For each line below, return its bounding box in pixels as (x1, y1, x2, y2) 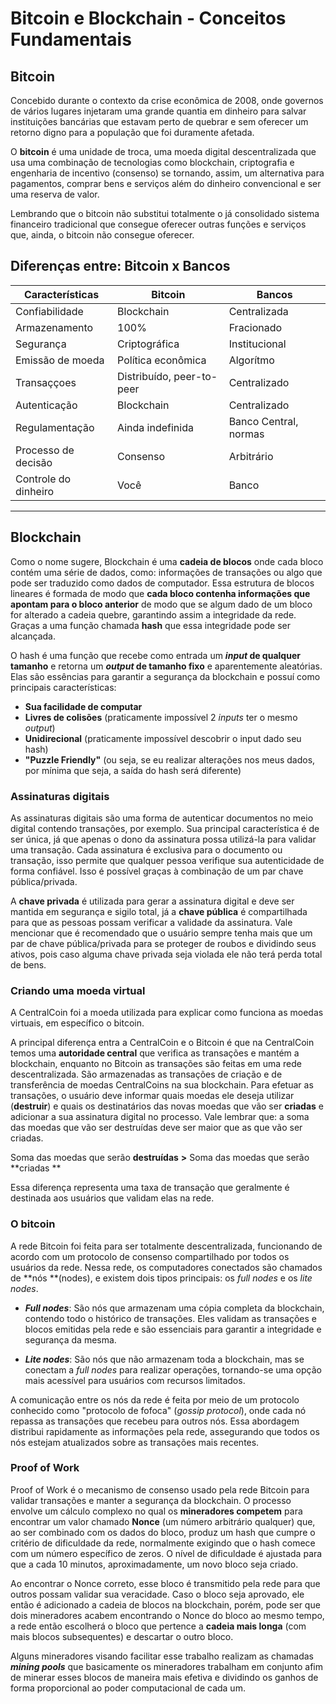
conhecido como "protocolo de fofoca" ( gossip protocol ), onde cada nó (10, 1404, 307, 1416)
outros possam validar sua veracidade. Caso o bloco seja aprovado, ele (10, 1588, 305, 1600)
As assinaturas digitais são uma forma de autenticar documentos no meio (10, 812, 314, 824)
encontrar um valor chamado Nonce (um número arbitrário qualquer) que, (10, 1515, 316, 1527)
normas (228, 427, 265, 441)
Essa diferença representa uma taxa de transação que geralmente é (10, 1182, 290, 1194)
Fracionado (228, 320, 283, 334)
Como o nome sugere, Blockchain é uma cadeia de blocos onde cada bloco (10, 555, 324, 567)
